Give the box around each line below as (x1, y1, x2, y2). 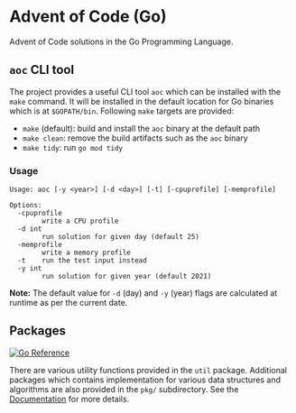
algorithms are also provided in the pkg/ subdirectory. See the (9, 383, 239, 394)
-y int (17, 264, 42, 273)
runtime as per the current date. (9, 298, 128, 308)
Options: (9, 201, 42, 210)
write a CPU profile (42, 216, 119, 226)
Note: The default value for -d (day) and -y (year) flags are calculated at (9, 288, 278, 298)
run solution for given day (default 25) (42, 233, 200, 242)
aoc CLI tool (9, 62, 75, 78)
